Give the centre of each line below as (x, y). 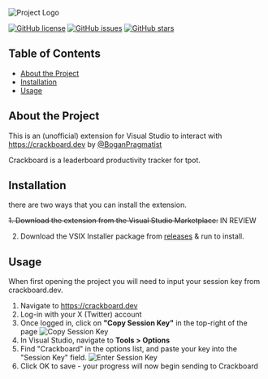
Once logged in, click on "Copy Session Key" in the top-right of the (134, 323)
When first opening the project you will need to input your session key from (134, 282)
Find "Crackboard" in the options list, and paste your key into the (129, 349)
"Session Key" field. (54, 358)
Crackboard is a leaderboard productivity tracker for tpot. (105, 160)
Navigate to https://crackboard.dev (79, 306)
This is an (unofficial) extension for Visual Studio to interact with (115, 136)
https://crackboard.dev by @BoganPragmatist (85, 144)
